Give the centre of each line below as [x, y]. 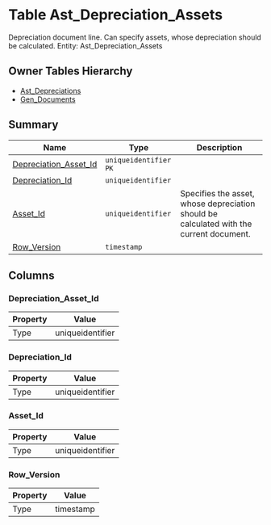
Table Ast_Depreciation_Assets [116, 15]
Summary [33, 125]
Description [219, 147]
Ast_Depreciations [50, 90]
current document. [216, 233]
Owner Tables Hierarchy [71, 71]
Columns [31, 275]
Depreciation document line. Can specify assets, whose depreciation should [135, 37]
